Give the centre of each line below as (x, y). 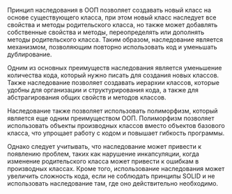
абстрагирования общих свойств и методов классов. (87, 97)
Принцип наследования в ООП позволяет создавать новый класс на (109, 10)
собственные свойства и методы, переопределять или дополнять (106, 32)
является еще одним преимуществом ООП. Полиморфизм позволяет (111, 118)
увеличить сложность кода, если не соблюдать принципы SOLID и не (111, 176)
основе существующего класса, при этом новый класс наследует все (112, 17)
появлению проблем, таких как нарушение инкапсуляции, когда (103, 154)
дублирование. (30, 54)
